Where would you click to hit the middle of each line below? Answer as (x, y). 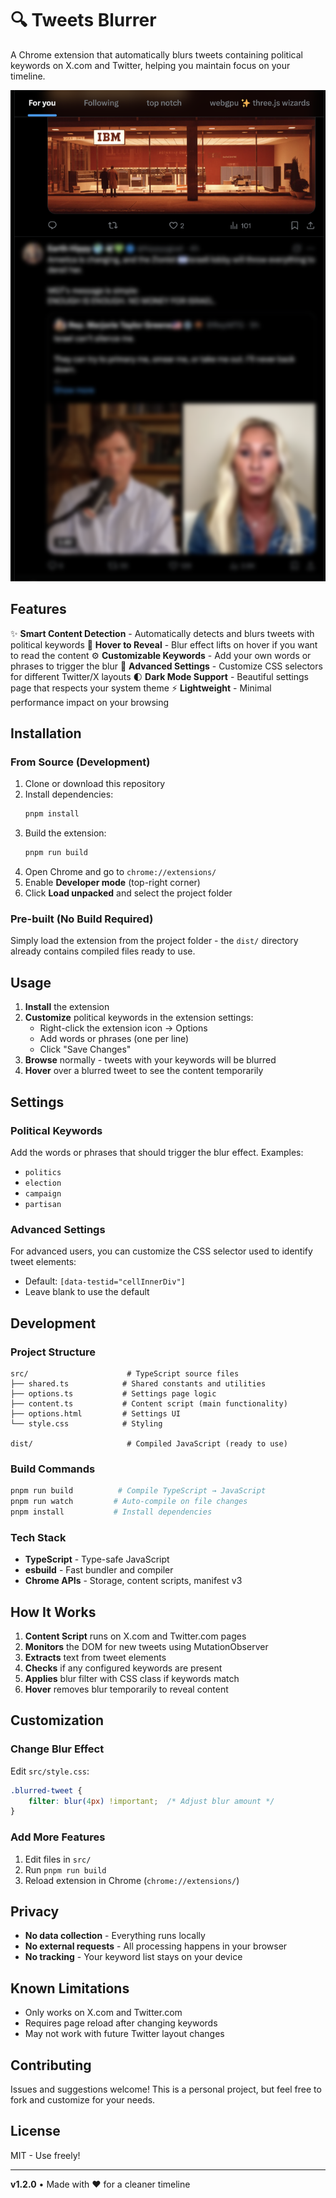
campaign (43, 1193)
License (35, 2131)
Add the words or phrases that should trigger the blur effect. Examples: (157, 1152)
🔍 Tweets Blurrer (83, 20)
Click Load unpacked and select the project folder (128, 893)
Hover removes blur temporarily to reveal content (126, 1689)
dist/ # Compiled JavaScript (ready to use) (149, 1443)
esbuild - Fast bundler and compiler (99, 1570)
